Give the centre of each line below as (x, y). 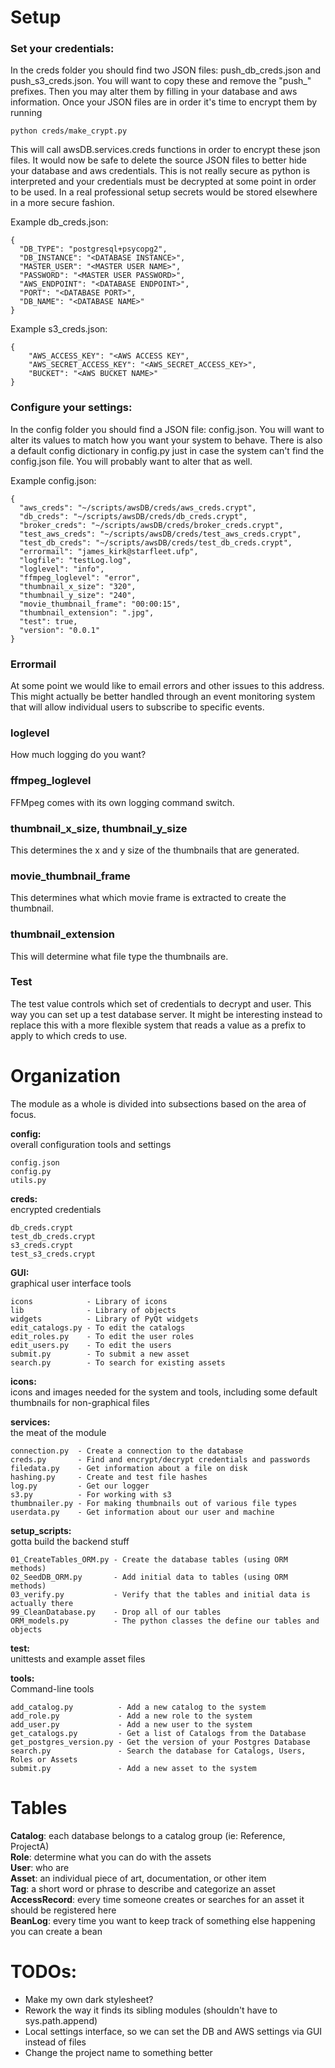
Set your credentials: (62, 49)
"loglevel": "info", (62, 569)
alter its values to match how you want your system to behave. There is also (166, 440)
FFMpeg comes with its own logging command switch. (122, 802)
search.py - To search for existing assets (118, 1362)
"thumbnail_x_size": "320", (78, 586)
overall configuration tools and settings (91, 1144)
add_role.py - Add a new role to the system (131, 1716)
